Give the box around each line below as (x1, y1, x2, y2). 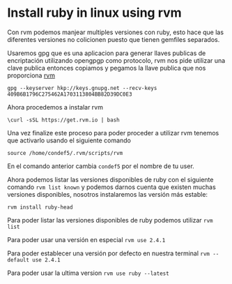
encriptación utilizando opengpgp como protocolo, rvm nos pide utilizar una (7, 56, 226, 64)
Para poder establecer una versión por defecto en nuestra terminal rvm (7, 249, 210, 257)
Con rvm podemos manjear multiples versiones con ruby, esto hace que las (7, 28, 224, 36)
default (7, 256, 30, 263)
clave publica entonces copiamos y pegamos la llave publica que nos (7, 63, 206, 72)
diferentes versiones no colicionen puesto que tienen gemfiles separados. (7, 35, 220, 43)
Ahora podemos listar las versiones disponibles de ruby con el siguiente (7, 175, 214, 184)
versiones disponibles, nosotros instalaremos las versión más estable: (7, 190, 208, 198)
